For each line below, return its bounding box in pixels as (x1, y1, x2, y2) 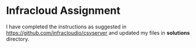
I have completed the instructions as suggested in (6, 23, 127, 30)
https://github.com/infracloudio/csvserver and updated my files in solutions (6, 29, 190, 36)
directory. (6, 35, 29, 42)
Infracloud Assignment (6, 4, 121, 17)
